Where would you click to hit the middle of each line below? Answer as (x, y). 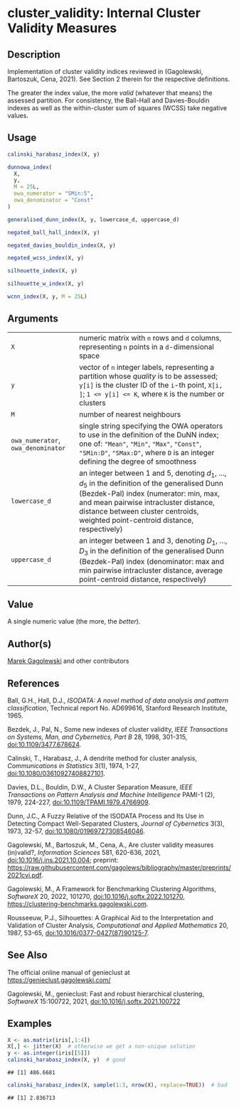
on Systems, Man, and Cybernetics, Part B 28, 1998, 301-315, (97, 737)
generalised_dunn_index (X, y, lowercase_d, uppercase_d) (94, 219)
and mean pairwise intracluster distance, (147, 503)
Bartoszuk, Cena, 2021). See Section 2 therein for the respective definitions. (119, 79)
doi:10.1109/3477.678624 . (44, 744)
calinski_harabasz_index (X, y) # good (67, 1060)
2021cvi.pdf (25, 875)
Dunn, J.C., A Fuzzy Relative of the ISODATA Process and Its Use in (106, 816)
